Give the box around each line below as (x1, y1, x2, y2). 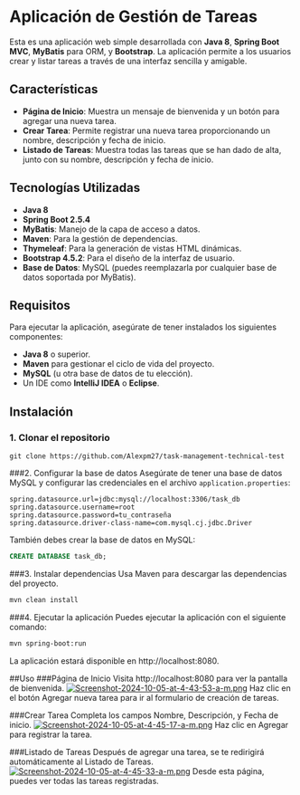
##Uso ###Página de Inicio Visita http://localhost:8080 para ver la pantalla (9, 673, 288, 684)
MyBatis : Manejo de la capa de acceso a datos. (22, 224, 201, 235)
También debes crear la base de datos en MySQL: (9, 534, 196, 545)
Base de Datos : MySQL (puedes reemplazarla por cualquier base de (22, 262, 277, 273)
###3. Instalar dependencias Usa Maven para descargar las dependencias (9, 568, 287, 579)
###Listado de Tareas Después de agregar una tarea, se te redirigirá (9, 746, 265, 757)
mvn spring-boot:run (9, 638, 88, 648)
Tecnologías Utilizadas (9, 180, 141, 196)
